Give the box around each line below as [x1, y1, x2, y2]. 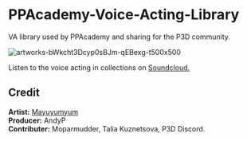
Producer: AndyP [8, 116, 66, 125]
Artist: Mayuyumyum [8, 107, 79, 116]
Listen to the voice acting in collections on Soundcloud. [8, 62, 190, 72]
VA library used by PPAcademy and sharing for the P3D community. [8, 32, 231, 41]
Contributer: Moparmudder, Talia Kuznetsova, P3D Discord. [8, 123, 206, 133]
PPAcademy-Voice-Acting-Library [8, 6, 240, 24]
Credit [8, 86, 40, 100]
